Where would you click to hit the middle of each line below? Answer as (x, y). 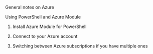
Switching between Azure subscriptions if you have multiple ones (80, 46)
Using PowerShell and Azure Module (43, 17)
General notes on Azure (30, 7)
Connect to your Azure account (45, 36)
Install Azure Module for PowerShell (49, 26)
